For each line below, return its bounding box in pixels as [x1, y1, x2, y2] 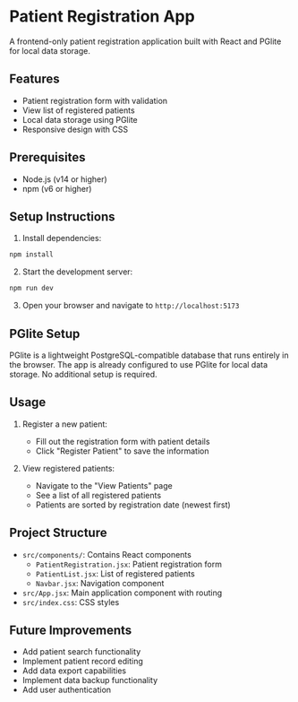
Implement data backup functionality [21, 675, 158, 686]
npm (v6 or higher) [21, 183, 92, 194]
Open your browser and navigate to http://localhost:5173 [21, 300, 240, 311]
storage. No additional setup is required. [9, 368, 158, 379]
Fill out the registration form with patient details [35, 436, 210, 446]
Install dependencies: [21, 233, 102, 244]
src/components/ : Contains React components [21, 549, 192, 559]
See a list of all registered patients [35, 490, 162, 500]
